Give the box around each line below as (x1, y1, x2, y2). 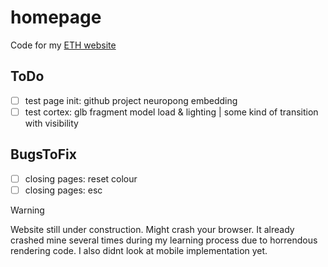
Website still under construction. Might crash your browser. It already (10, 223, 295, 235)
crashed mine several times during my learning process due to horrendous (10, 234, 318, 246)
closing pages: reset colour (24, 172, 138, 185)
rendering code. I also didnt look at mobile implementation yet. (10, 244, 268, 256)
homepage (10, 6, 102, 29)
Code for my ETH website (10, 39, 117, 51)
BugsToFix (10, 146, 77, 163)
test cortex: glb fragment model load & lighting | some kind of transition (24, 106, 319, 118)
